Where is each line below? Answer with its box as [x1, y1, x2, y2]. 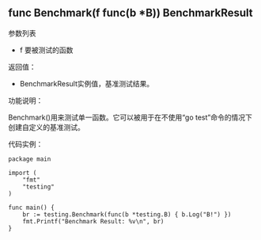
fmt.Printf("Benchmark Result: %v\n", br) [22, 217, 165, 225]
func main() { [8, 204, 55, 211]
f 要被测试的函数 [19, 45, 74, 55]
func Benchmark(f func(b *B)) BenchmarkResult [8, 6, 253, 20]
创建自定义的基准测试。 [8, 122, 85, 131]
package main [8, 154, 51, 163]
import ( [8, 169, 37, 177]
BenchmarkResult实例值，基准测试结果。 [19, 78, 154, 88]
